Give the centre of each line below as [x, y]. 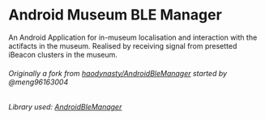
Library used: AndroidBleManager [65, 107]
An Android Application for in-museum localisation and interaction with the [133, 37]
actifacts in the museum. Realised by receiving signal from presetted [123, 45]
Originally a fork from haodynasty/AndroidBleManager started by [118, 73]
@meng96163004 [38, 82]
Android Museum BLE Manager [115, 15]
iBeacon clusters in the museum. [63, 54]
